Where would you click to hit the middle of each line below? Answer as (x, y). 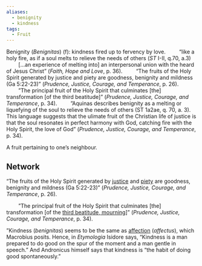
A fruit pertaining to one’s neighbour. (52, 148)
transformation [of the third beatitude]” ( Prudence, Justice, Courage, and (98, 97)
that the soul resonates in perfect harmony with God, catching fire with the (99, 123)
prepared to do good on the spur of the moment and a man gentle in (91, 243)
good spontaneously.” (34, 256)
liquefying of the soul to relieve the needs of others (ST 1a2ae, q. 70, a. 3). (99, 110)
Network (23, 167)
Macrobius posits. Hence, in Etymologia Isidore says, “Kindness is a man (97, 237)
